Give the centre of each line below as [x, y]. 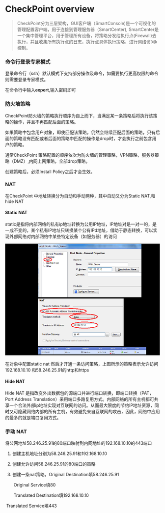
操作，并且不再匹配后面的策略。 [46, 122]
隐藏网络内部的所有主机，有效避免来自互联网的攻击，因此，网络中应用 [89, 412]
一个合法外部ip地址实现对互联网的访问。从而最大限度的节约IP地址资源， [82, 405]
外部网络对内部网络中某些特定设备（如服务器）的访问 [63, 236]
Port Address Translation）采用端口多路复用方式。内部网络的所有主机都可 [80, 399]
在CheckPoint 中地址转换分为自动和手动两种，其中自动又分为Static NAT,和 [80, 196]
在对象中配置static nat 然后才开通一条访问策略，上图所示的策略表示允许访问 [82, 364]
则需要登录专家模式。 [27, 80]
